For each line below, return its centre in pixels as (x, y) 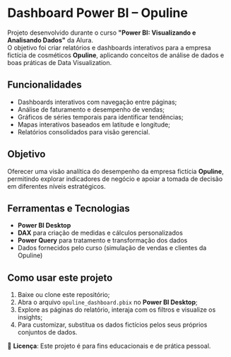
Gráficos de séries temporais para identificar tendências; (100, 117)
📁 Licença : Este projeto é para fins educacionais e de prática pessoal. (109, 346)
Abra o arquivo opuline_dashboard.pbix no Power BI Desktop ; (107, 303)
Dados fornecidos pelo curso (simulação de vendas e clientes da (112, 248)
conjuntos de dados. (47, 332)
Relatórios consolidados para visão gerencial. (84, 131)
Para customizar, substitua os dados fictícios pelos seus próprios (112, 325)
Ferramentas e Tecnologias (69, 208)
